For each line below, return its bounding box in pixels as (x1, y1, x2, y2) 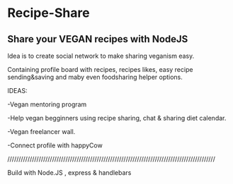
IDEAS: (7, 87, 28, 94)
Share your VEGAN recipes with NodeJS (7, 33, 188, 45)
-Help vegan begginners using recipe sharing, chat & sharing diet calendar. (7, 114, 227, 122)
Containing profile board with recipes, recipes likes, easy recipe (7, 66, 193, 73)
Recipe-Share (7, 5, 90, 21)
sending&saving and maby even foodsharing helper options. (7, 73, 183, 81)
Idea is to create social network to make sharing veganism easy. (7, 51, 195, 60)
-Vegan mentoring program (7, 100, 87, 109)
